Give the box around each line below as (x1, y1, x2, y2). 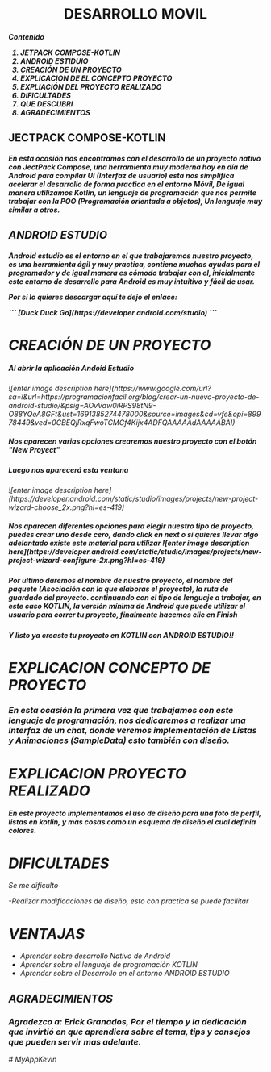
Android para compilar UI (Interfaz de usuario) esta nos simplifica (8, 170, 235, 180)
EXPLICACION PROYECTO (8, 764, 187, 782)
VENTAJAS (8, 924, 85, 943)
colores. (8, 826, 37, 836)
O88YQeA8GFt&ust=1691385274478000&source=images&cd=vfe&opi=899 (8, 409, 261, 419)
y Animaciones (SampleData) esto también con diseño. (8, 735, 230, 746)
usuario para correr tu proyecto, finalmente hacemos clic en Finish (8, 610, 238, 619)
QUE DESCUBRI (19, 98, 73, 109)
